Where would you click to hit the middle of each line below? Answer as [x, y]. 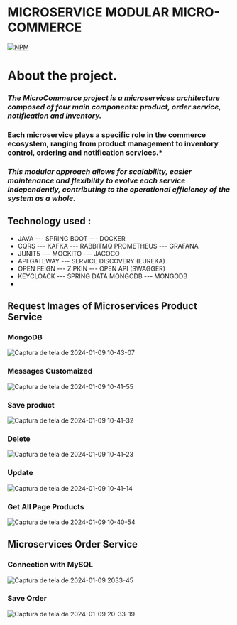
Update [20, 473]
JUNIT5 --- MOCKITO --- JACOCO [69, 254]
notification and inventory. [55, 116]
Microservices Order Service [73, 544]
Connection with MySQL [50, 565]
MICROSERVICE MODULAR [88, 12]
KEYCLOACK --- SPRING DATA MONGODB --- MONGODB [103, 276]
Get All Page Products [46, 506]
